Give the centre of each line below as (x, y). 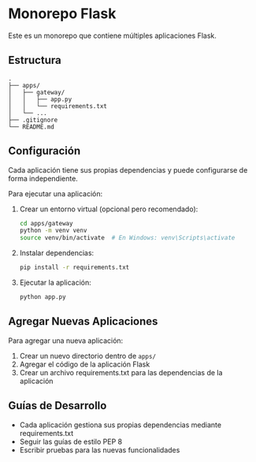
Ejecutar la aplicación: (56, 283)
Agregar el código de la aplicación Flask (85, 364)
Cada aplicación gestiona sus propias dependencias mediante (121, 425)
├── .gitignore (33, 120)
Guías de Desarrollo (58, 406)
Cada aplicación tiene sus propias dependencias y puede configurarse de (128, 170)
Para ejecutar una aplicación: (56, 193)
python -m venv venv (53, 231)
